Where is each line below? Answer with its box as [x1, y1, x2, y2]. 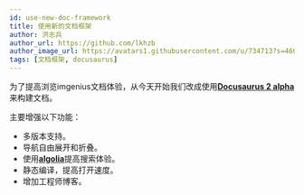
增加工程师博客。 [22, 176, 87, 186]
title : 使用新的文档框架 [9, 22, 92, 31]
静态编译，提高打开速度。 [22, 164, 119, 175]
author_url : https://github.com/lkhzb [9, 38, 156, 48]
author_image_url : [9, 47, 79, 56]
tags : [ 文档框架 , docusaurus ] [9, 55, 118, 64]
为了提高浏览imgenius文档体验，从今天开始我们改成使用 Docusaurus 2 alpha [9, 81, 295, 91]
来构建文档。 [9, 92, 57, 103]
